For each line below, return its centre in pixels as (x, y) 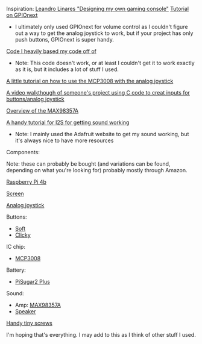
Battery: (16, 270)
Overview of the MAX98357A (43, 111)
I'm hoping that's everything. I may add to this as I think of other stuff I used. (101, 335)
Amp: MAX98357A (38, 305)
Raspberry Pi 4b (27, 182)
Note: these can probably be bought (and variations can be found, (88, 164)
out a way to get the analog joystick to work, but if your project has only (104, 33)
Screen (15, 193)
